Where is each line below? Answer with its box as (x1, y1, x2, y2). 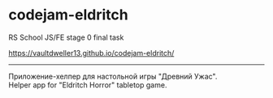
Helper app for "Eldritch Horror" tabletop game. (8, 79, 167, 90)
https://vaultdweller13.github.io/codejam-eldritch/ (8, 48, 175, 58)
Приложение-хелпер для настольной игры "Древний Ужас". (8, 71, 218, 81)
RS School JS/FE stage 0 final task (8, 32, 124, 42)
